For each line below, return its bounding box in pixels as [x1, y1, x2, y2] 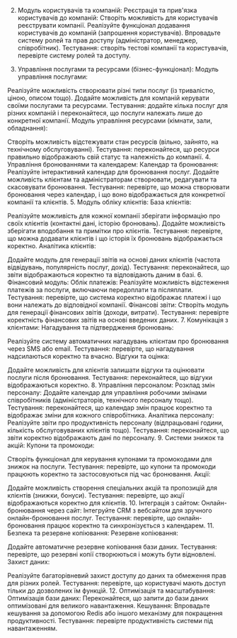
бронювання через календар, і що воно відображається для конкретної [7, 191, 225, 198]
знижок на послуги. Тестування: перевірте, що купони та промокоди [7, 462, 216, 471]
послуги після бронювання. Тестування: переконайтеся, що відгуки [7, 374, 213, 381]
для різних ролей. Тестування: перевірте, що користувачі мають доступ [7, 579, 226, 587]
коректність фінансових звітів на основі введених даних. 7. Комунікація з [7, 315, 229, 324]
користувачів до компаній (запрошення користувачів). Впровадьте [17, 28, 221, 37]
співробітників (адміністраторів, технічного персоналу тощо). [7, 396, 194, 404]
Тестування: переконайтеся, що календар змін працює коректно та [7, 403, 212, 412]
